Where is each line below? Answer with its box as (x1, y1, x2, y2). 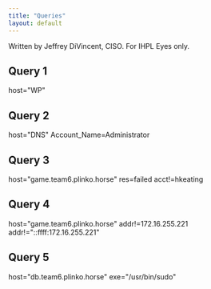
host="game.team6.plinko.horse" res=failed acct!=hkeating (8, 174, 204, 184)
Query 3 (8, 153, 50, 167)
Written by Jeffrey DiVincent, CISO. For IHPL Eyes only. (8, 41, 190, 50)
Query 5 (8, 251, 50, 264)
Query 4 (8, 198, 50, 211)
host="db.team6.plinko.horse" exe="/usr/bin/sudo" (8, 271, 177, 281)
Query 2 (8, 109, 50, 122)
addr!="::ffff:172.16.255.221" (8, 227, 100, 237)
